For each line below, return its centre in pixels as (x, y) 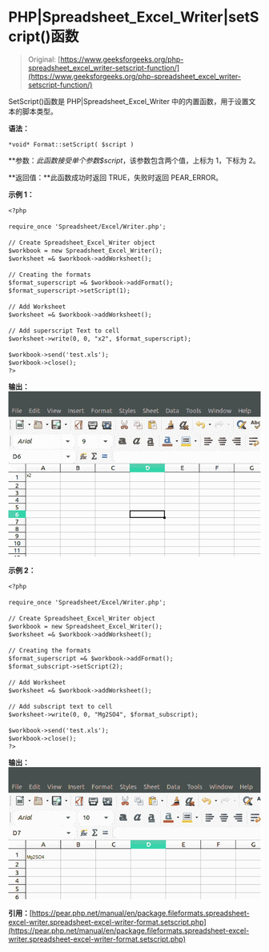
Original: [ (44, 59)
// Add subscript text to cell (60, 707)
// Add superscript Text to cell (64, 331)
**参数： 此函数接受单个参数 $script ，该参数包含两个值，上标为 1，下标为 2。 (134, 160)
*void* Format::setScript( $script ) (71, 144)
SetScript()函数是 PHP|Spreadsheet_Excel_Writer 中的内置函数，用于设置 (129, 101)
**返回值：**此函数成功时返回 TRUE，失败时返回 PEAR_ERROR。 (115, 177)
